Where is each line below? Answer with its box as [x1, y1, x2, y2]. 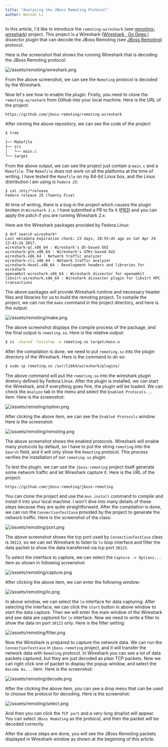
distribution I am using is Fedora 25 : [5, 179, 79, 185]
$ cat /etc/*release [5, 188, 49, 193]
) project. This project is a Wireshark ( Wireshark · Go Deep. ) [25, 31, 149, 37]
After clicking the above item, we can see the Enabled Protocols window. [5, 413, 156, 419]
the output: [5, 305, 28, 311]
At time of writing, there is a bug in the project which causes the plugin [5, 201, 151, 207]
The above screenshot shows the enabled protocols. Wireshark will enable [5, 438, 159, 444]
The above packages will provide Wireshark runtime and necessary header [5, 289, 160, 295]
